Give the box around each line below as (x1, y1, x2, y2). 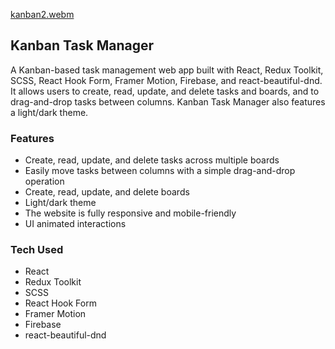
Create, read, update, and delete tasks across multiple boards (24, 154, 280, 166)
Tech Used (10, 243, 64, 257)
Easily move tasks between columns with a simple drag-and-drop (24, 165, 296, 177)
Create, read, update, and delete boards (24, 186, 190, 198)
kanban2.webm (10, 9, 75, 20)
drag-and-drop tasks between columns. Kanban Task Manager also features (10, 95, 326, 108)
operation (24, 175, 65, 188)
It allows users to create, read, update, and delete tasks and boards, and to (10, 85, 320, 97)
